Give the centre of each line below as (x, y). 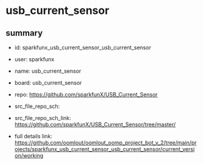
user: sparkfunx (34, 59)
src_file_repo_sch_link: (43, 118)
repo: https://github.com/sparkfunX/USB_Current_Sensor (86, 94)
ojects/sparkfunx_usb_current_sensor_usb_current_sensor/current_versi (105, 149)
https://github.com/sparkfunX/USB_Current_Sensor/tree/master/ (95, 124)
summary (24, 33)
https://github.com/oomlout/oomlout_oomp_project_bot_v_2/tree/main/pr (105, 143)
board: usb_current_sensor (48, 83)
